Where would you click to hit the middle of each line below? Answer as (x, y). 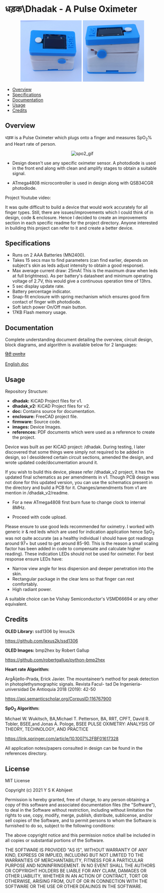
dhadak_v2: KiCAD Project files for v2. (51, 406)
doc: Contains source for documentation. (54, 411)
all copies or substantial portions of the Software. (55, 841)
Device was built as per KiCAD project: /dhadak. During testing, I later (75, 447)
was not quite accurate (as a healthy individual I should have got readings (79, 538)
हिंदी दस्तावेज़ (15, 355)
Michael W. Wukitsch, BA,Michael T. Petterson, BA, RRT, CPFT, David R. (77, 719)
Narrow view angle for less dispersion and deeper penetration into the (83, 568)
